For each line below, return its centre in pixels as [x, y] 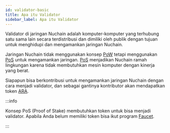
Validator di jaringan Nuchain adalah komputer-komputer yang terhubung [82, 34]
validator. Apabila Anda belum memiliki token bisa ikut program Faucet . [80, 116]
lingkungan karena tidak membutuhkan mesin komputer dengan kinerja [80, 65]
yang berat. [17, 71]
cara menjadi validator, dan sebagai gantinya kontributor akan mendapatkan [85, 86]
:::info [11, 101]
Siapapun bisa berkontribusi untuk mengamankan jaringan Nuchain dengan [84, 80]
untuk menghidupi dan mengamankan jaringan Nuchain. [64, 45]
